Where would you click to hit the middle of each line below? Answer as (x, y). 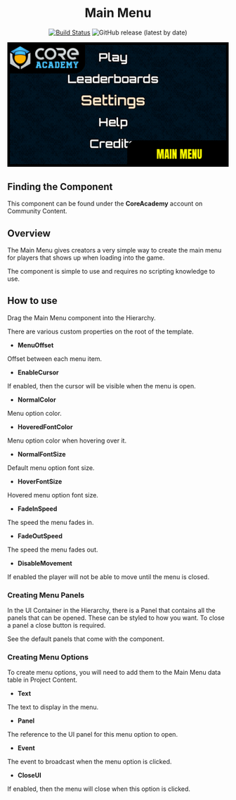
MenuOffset (35, 345)
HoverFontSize (40, 481)
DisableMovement (45, 563)
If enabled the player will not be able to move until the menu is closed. (108, 577)
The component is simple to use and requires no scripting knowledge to (111, 272)
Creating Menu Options (48, 657)
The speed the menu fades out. (53, 550)
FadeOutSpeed (40, 535)
